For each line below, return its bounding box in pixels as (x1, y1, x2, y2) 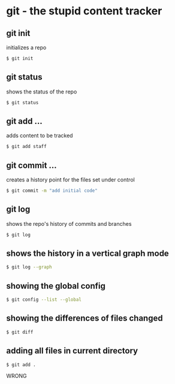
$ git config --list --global (6, 297, 82, 303)
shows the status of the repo (6, 88, 77, 95)
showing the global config (6, 280, 106, 291)
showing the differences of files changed (6, 313, 163, 323)
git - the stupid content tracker (6, 4, 162, 18)
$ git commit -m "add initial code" (6, 188, 98, 194)
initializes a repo (6, 44, 47, 51)
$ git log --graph (6, 264, 52, 270)
